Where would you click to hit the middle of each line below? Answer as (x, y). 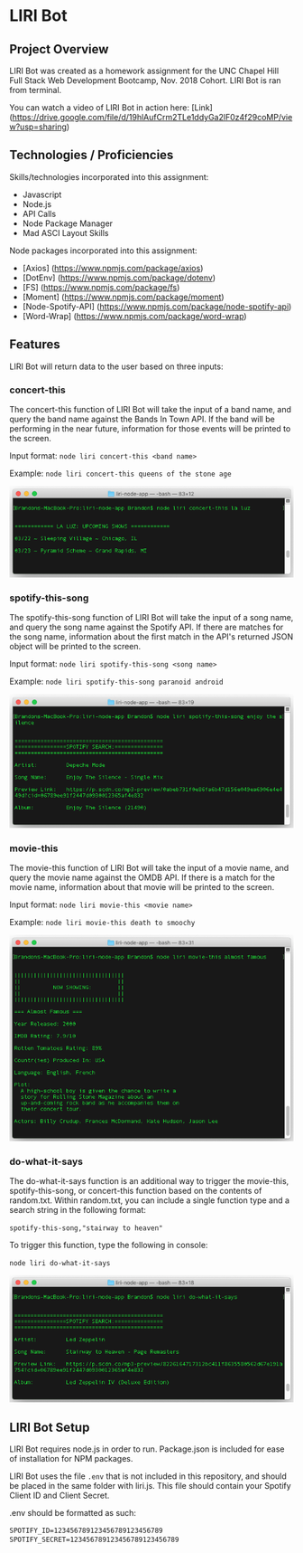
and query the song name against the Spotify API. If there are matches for (147, 627)
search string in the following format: (78, 1210)
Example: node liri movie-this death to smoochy (102, 922)
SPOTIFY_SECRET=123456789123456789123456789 (94, 1540)
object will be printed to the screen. (75, 646)
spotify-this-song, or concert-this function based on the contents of (136, 1191)
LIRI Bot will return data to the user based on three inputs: (116, 366)
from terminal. (36, 90)
